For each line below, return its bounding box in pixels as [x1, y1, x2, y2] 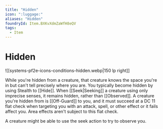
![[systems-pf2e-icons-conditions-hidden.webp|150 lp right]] [5, 67, 130, 73]
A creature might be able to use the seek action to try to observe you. [5, 118, 147, 124]
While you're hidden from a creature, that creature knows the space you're [5, 77, 157, 83]
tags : [5, 26, 16, 31]
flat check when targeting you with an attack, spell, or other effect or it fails [5, 103, 158, 109]
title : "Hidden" [5, 7, 39, 12]
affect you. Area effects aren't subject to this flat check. [5, 108, 119, 114]
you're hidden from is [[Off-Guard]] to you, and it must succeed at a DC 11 [5, 98, 156, 104]
